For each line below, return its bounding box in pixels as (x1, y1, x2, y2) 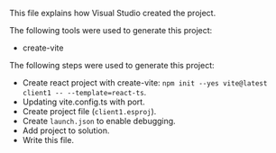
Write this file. (22, 135, 75, 145)
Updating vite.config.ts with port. (22, 96, 146, 107)
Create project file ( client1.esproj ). (22, 106, 157, 116)
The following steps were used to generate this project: (9, 60, 215, 70)
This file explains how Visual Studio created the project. (9, 8, 216, 18)
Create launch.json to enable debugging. (22, 116, 176, 126)
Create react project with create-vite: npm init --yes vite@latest (22, 77, 268, 88)
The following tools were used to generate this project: (9, 25, 213, 35)
